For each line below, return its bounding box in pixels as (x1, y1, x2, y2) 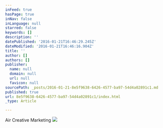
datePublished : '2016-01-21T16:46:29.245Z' (5, 39, 97, 44)
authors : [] (5, 58, 30, 63)
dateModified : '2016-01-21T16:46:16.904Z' (5, 44, 94, 49)
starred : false (5, 26, 37, 31)
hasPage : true (5, 12, 35, 17)
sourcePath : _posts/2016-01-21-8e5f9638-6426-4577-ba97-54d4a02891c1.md (5, 85, 159, 90)
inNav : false (5, 16, 32, 21)
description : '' (5, 35, 39, 40)
